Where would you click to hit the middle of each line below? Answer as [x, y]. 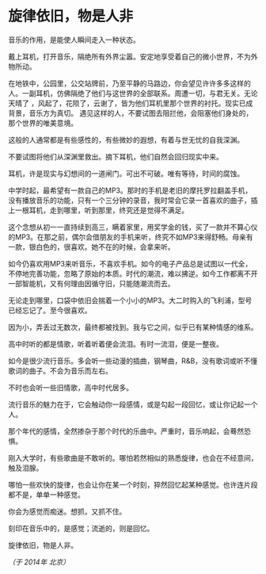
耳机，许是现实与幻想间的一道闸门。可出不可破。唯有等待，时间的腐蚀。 [126, 173]
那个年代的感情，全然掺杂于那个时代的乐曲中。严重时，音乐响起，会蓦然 [126, 431]
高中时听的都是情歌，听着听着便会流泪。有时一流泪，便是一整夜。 [116, 344]
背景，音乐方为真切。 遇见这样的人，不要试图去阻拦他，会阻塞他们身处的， [131, 113]
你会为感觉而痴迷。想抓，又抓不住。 [67, 511]
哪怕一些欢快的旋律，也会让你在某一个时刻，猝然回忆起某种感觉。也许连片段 [133, 484]
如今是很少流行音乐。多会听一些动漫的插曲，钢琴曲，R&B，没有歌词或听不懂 [133, 361]
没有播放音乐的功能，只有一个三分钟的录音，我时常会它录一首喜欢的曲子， [129, 200]
